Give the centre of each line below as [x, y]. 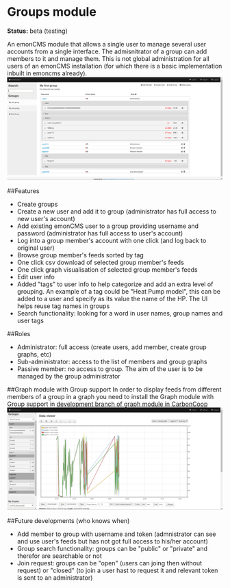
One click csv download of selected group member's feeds [101, 262]
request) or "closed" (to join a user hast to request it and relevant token [117, 571]
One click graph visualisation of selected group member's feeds [107, 269]
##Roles [19, 333]
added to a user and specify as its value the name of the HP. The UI [112, 298]
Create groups [37, 204]
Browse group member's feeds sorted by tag [80, 255]
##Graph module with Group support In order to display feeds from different [114, 389]
